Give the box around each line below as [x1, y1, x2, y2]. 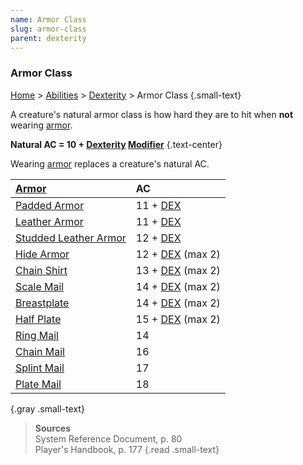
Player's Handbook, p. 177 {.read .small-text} [34, 443, 220, 455]
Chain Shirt [15, 263, 68, 277]
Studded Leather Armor [15, 231, 127, 245]
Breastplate [15, 296, 70, 310]
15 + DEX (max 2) [135, 312, 221, 326]
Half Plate [15, 312, 62, 326]
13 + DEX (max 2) [135, 263, 221, 277]
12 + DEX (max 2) [135, 247, 221, 261]
